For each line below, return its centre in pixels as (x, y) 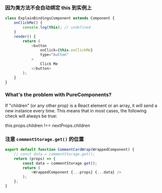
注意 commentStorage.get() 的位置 (45, 139)
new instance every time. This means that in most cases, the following (76, 110)
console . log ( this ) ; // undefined (57, 28)
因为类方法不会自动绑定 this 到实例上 (48, 7)
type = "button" (54, 55)
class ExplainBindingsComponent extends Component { (60, 18)
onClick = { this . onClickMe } (66, 50)
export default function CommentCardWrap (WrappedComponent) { (70, 150)
